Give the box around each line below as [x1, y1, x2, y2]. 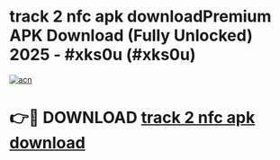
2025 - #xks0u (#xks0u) [9, 45, 196, 65]
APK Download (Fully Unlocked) [9, 25, 254, 46]
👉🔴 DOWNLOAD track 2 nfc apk [9, 108, 256, 128]
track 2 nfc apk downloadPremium [9, 6, 272, 27]
